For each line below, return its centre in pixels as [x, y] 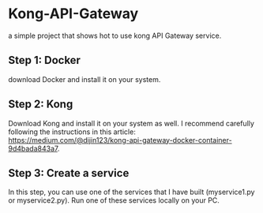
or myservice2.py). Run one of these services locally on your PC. [114, 200]
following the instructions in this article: [72, 132]
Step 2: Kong [41, 105]
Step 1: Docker [45, 60]
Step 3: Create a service [69, 173]
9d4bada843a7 [33, 148]
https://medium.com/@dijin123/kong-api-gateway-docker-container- [120, 140]
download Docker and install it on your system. [85, 79]
